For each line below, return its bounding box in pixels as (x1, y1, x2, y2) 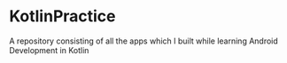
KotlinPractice (9, 6, 117, 27)
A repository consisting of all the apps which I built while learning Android (9, 35, 279, 46)
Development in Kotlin (9, 44, 89, 55)
